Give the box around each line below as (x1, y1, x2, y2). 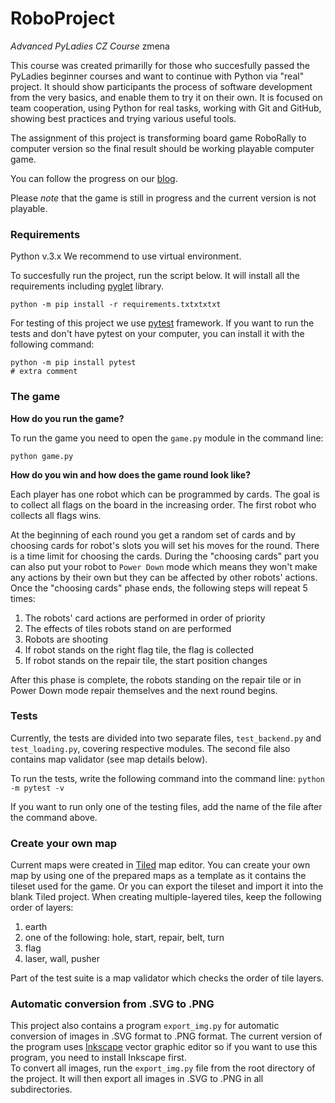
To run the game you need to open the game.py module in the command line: (10, 432, 324, 444)
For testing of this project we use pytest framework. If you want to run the (10, 317, 315, 329)
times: (10, 592, 36, 604)
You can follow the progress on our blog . (10, 172, 178, 184)
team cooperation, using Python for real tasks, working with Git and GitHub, (10, 102, 322, 114)
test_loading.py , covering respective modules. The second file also (10, 742, 291, 754)
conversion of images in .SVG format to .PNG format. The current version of (10, 1030, 323, 1042)
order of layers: (10, 902, 74, 914)
